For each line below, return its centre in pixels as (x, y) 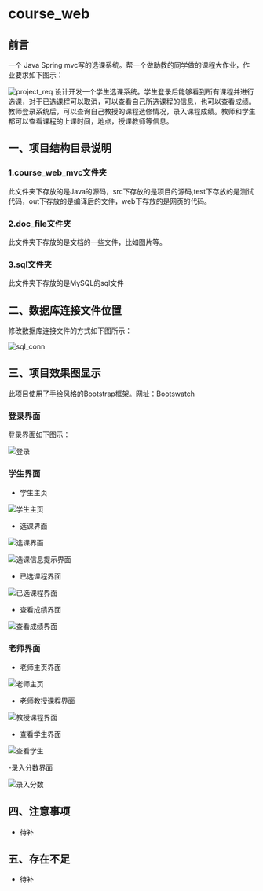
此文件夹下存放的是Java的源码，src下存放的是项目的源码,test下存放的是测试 (131, 191)
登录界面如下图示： (39, 434)
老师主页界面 (40, 667)
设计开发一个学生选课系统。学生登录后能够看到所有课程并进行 (154, 92)
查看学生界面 (40, 734)
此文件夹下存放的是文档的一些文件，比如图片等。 (87, 242)
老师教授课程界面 (47, 701)
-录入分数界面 (31, 767)
